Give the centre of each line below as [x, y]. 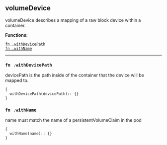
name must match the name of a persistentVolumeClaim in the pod [73, 120]
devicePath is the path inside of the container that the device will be [75, 75]
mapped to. [17, 80]
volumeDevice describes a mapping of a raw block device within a [73, 20]
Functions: [17, 35]
